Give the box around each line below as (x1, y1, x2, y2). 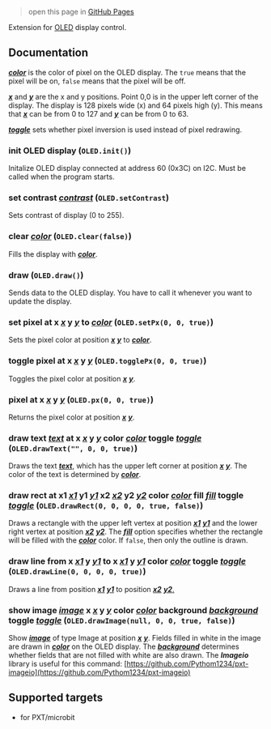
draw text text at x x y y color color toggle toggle (8, 433, 202, 444)
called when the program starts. (8, 172, 115, 181)
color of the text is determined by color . (8, 470, 142, 480)
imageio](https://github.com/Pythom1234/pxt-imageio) (8, 667, 191, 677)
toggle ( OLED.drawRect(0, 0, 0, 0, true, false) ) (8, 500, 204, 511)
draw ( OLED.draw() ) (8, 269, 84, 280)
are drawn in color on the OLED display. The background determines (8, 642, 240, 651)
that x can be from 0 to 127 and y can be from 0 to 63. (8, 109, 188, 118)
